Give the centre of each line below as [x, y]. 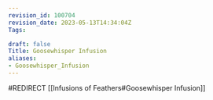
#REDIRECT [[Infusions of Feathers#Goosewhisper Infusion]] [107, 87]
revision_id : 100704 [42, 15]
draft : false [29, 44]
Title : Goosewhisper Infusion [58, 52]
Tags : [17, 30]
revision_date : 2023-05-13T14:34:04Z [70, 23]
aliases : [22, 59]
